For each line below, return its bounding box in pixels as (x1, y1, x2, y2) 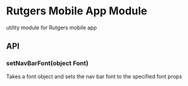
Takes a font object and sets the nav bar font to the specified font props (6, 73, 183, 80)
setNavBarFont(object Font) (6, 59, 89, 67)
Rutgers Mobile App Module (6, 4, 148, 18)
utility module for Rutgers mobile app (6, 24, 97, 31)
